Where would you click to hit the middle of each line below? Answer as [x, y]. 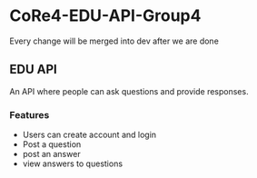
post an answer [51, 154]
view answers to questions [73, 163]
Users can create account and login [89, 135]
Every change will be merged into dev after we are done [114, 41]
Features [30, 114]
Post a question [52, 144]
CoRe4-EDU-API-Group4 [105, 16]
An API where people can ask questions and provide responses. [129, 91]
